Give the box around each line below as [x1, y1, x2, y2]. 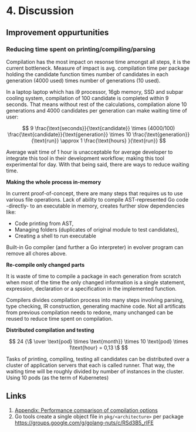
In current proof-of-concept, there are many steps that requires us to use [6, 189, 183, 197]
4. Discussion [6, 4, 75, 18]
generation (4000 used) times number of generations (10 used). [6, 77, 161, 84]
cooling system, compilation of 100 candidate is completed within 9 [6, 94, 169, 101]
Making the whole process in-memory [6, 178, 102, 185]
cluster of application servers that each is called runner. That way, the [6, 362, 175, 369]
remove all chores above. [6, 250, 67, 257]
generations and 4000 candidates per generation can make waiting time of [6, 107, 188, 114]
